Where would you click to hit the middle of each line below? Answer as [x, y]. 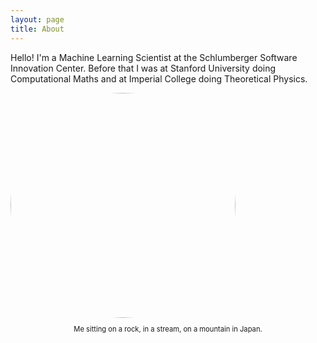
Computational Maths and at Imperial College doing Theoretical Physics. [159, 78]
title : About [37, 29]
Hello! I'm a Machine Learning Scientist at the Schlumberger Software [154, 57]
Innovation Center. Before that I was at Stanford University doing [143, 68]
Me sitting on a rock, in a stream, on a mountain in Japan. [168, 329]
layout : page [37, 19]
